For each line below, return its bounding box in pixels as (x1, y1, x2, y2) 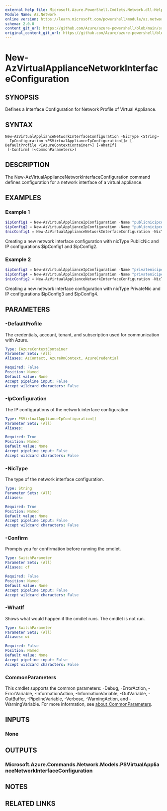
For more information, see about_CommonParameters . (41, 701, 153, 707)
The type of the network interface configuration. (5, 476, 104, 482)
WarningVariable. (5, 701, 41, 707)
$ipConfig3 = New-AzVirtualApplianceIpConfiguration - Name (5, 268, 130, 272)
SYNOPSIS (5, 93, 39, 101)
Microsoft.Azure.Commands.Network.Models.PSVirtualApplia (5, 761, 160, 768)
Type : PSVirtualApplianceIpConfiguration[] (5, 416, 97, 421)
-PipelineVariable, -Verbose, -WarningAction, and (27, 696, 128, 702)
